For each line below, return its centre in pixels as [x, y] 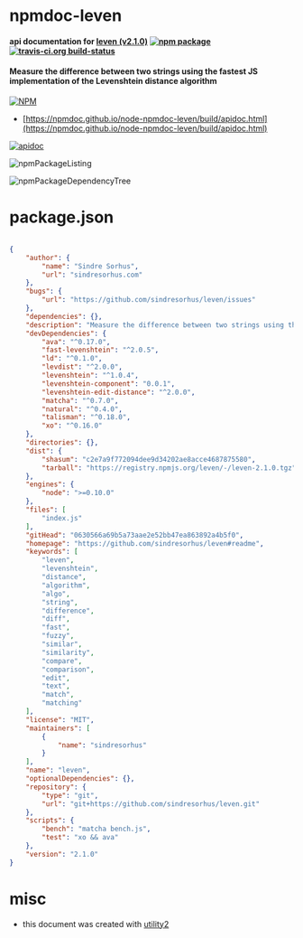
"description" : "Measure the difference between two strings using [155, 325]
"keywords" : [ [52, 552]
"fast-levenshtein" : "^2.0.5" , [101, 350]
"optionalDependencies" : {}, [80, 779]
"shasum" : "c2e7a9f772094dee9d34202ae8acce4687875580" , [149, 459]
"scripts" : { [50, 821]
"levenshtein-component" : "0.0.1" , [109, 384]
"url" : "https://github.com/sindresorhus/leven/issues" [149, 300]
